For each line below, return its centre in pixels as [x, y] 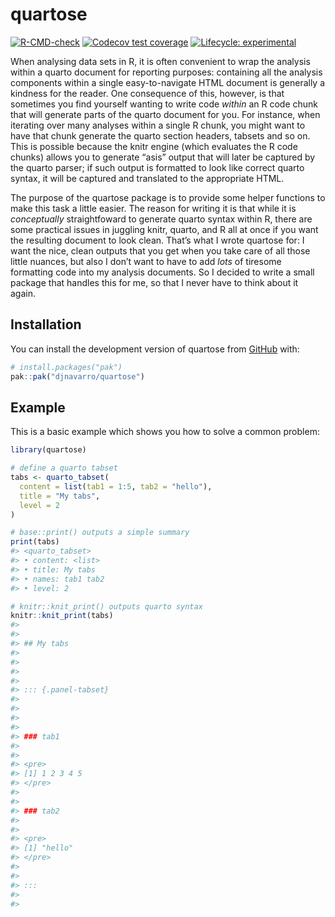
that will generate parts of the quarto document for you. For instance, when [165, 114]
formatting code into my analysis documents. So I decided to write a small [162, 272]
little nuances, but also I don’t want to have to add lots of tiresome [146, 261]
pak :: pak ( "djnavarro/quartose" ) [77, 376]
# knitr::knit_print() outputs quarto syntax [106, 606]
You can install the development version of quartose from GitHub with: [155, 349]
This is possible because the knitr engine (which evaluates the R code [154, 146]
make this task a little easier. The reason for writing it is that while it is [153, 208]
